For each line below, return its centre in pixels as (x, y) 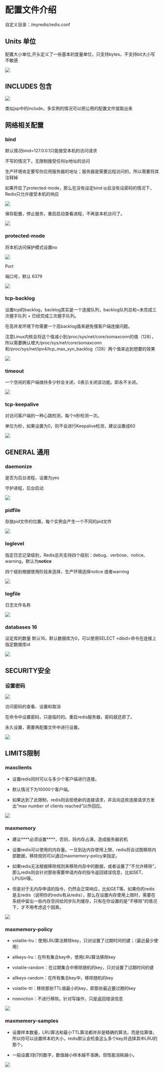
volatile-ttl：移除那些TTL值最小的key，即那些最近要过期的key (74, 988)
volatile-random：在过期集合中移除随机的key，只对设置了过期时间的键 (83, 968)
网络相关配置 (24, 125)
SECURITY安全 (28, 670)
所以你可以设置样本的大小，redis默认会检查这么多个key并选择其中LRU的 (85, 1038)
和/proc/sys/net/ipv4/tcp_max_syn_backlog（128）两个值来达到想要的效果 (80, 349)
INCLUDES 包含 (29, 86)
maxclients (19, 768)
